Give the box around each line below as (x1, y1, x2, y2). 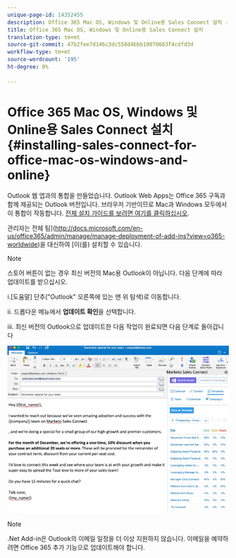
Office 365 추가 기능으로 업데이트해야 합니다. (20, 543, 146, 552)
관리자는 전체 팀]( (7, 224, 56, 232)
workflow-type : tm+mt (7, 49, 71, 56)
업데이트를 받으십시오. (7, 277, 68, 286)
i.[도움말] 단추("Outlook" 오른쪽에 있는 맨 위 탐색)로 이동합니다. (7, 292, 182, 300)
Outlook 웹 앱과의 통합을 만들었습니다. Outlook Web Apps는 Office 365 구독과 (7, 191, 225, 200)
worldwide (7, 240, 38, 248)
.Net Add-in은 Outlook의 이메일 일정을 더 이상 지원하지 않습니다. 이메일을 (7, 535, 210, 543)
